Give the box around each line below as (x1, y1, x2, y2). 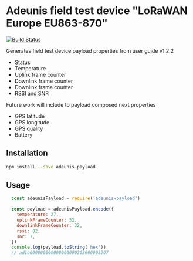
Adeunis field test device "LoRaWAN (6, 4, 188, 18)
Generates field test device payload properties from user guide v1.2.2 (6, 47, 174, 54)
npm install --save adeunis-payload (6, 164, 96, 170)
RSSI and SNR (14, 90, 49, 97)
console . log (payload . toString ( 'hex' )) (11, 245, 107, 250)
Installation (6, 148, 48, 158)
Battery (14, 131, 33, 138)
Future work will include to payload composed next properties (6, 101, 156, 108)
